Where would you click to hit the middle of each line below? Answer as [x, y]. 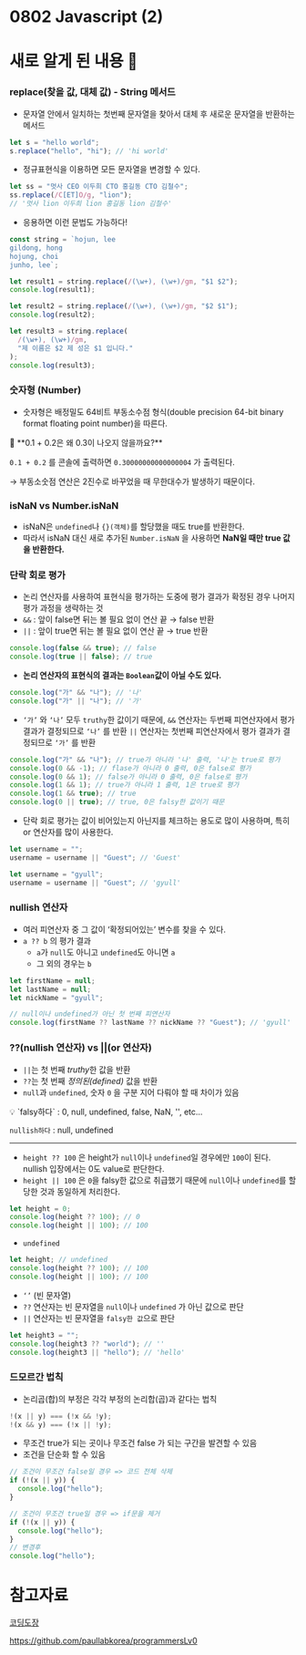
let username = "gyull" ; [56, 874]
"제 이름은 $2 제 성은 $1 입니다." [76, 348]
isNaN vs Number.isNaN [64, 505]
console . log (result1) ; [52, 290]
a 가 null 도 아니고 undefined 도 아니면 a [106, 952]
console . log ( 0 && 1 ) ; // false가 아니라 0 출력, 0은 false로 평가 [128, 777]
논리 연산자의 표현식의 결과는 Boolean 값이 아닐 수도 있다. [122, 676]
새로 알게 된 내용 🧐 [74, 62]
